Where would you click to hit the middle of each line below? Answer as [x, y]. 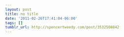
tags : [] [14, 23]
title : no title [22, 14]
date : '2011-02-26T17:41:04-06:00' [41, 18]
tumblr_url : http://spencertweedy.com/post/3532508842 [62, 27]
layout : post [18, 9]
